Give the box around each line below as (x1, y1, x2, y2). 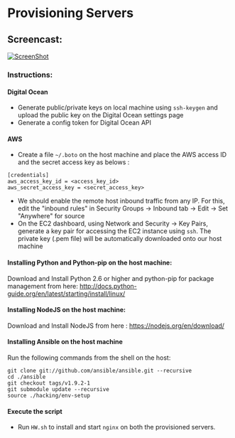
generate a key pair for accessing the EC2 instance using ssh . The (17, 227, 212, 235)
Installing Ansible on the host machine (7, 338, 123, 346)
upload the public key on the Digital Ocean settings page (17, 111, 184, 119)
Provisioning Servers (7, 5, 134, 21)
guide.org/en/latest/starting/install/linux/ (7, 289, 126, 298)
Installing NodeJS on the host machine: (7, 306, 126, 314)
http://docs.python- (79, 282, 137, 290)
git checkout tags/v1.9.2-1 (7, 379, 91, 387)
